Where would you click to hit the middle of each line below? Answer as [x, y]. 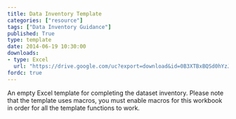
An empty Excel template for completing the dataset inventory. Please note [116, 93]
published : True [31, 33]
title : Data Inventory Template [54, 14]
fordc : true [25, 73]
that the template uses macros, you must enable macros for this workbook [115, 100]
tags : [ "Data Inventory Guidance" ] [59, 27]
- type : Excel [28, 60]
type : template [29, 40]
